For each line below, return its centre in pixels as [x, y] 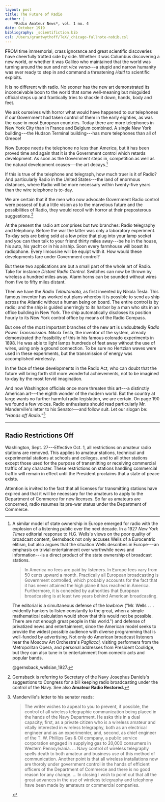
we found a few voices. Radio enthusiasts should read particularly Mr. [76, 404]
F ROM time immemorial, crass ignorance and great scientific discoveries [79, 51]
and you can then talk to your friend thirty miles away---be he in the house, [81, 241]
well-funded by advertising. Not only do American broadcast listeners [83, 637]
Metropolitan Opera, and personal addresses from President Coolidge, [83, 647]
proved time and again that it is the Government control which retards [75, 153]
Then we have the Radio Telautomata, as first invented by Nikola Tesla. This [82, 292]
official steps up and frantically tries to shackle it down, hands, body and [79, 97]
